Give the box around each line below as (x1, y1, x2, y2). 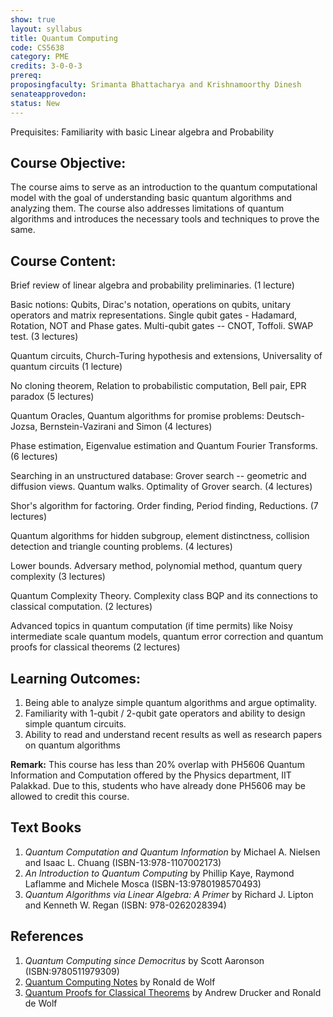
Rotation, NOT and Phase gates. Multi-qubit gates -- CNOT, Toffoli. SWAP (10, 320, 314, 332)
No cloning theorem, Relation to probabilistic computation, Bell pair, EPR (10, 380, 307, 392)
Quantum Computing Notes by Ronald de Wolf (24, 976, 216, 988)
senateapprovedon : (10, 89, 87, 99)
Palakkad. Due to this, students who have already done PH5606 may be (10, 779, 306, 791)
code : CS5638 (10, 42, 65, 53)
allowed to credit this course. (10, 790, 130, 802)
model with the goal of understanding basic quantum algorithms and (10, 192, 293, 204)
